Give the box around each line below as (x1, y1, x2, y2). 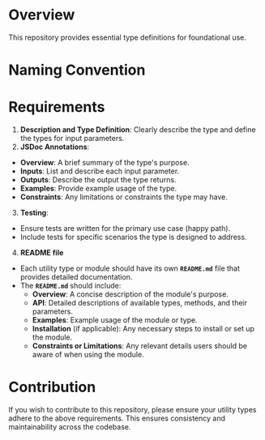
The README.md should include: (19, 281, 122, 291)
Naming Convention (8, 61, 146, 79)
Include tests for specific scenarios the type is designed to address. (19, 233, 247, 242)
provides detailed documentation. (19, 272, 133, 282)
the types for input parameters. (19, 134, 125, 143)
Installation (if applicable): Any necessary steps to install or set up (32, 324, 255, 334)
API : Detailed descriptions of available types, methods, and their (32, 298, 248, 308)
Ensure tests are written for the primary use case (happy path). (19, 224, 231, 233)
